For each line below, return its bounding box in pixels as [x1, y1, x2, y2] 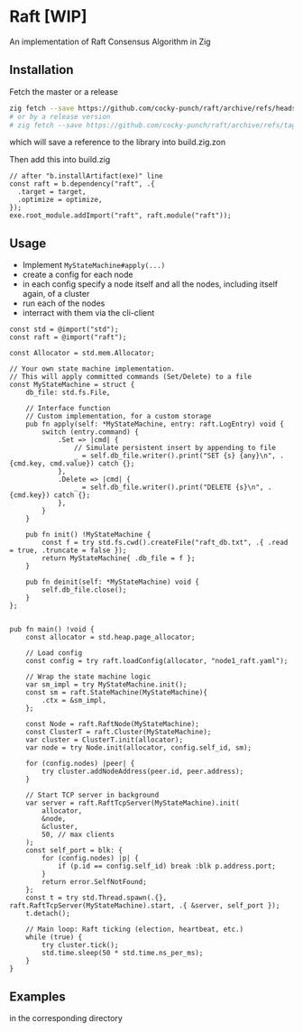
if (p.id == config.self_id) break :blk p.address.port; [57, 862, 277, 871]
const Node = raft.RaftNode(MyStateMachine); [25, 720, 200, 729]
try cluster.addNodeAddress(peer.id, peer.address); [41, 767, 244, 777]
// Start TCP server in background [25, 791, 160, 800]
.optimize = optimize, [17, 196, 103, 205]
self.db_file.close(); [41, 585, 127, 594]
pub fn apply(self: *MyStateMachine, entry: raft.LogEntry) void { [25, 419, 284, 429]
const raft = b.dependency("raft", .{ [9, 180, 155, 189]
